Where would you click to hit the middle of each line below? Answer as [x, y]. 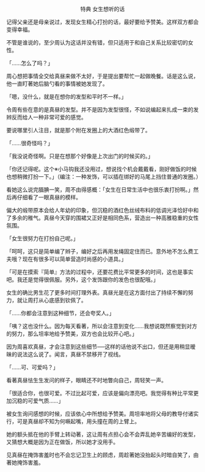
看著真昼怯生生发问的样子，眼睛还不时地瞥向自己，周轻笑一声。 [86, 380]
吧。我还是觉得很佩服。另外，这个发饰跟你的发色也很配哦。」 [82, 280]
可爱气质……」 [45, 401]
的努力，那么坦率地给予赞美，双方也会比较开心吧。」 [72, 334]
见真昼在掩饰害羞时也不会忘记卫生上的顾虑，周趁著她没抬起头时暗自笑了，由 [103, 455]
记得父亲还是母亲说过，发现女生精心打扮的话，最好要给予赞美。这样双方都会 [103, 22]
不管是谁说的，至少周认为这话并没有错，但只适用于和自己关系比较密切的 [97, 42]
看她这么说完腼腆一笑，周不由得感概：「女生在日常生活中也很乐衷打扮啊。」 [100, 190]
